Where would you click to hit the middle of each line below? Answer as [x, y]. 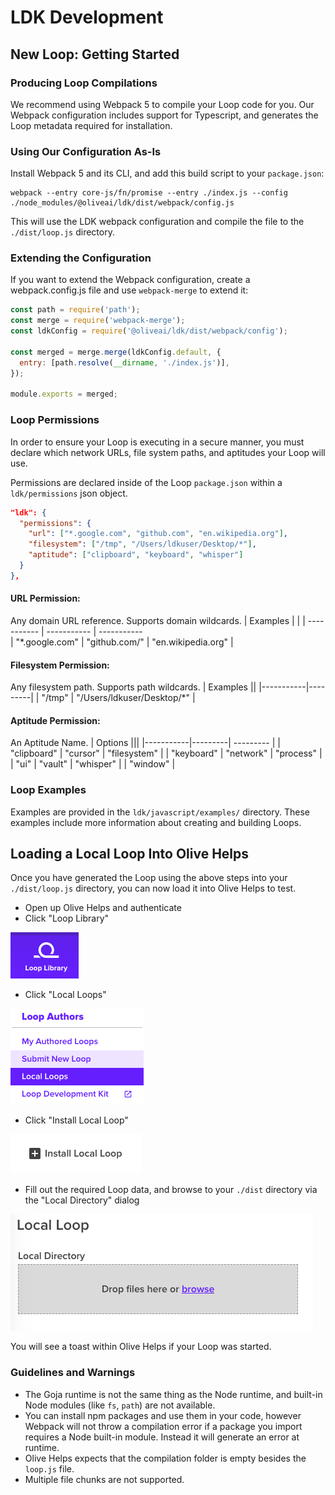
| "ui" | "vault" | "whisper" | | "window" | [93, 764]
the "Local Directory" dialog [82, 1200]
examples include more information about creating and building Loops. [156, 822]
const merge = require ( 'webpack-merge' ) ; [98, 321]
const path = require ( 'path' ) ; [75, 310]
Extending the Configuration [81, 258]
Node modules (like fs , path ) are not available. [120, 1405]
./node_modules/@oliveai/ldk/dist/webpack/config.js [122, 203]
